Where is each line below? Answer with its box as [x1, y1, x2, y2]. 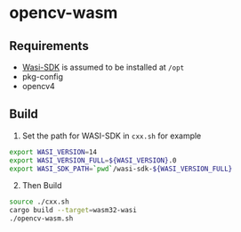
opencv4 [21, 81, 55, 91]
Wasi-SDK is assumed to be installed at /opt [21, 62, 185, 72]
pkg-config [21, 71, 64, 82]
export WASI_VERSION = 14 [9, 147, 98, 156]
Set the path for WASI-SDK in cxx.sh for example [21, 130, 202, 141]
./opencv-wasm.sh [9, 214, 74, 223]
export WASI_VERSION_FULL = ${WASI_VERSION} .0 [9, 155, 177, 165]
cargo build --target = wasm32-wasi [9, 206, 138, 215]
